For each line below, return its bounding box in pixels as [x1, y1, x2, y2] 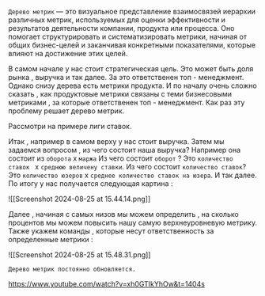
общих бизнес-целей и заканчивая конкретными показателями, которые [8, 40, 256, 50]
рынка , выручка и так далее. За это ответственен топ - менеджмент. [8, 73, 244, 82]
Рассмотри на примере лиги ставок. [8, 122, 132, 131]
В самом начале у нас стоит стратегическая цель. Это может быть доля [8, 64, 254, 74]
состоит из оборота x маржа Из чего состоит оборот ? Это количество [8, 154, 233, 163]
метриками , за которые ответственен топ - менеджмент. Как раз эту [8, 98, 245, 107]
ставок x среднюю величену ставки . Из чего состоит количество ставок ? [8, 162, 247, 171]
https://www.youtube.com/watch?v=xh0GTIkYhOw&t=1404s [8, 279, 206, 288]
